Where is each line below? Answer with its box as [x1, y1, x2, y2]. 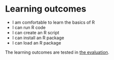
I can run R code [12, 24, 46, 30]
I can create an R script [12, 30, 59, 35]
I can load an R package [12, 40, 61, 45]
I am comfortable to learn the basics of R [12, 19, 95, 25]
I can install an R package [12, 35, 64, 41]
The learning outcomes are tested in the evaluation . [5, 49, 110, 55]
